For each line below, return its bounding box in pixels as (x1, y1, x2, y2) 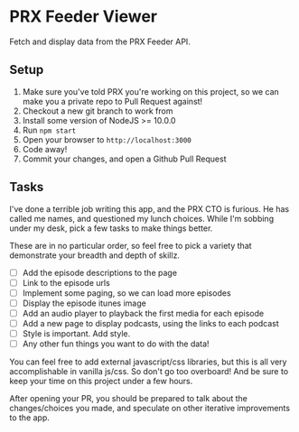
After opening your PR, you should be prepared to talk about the (9, 393, 248, 404)
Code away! (22, 143, 68, 154)
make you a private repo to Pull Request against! (22, 96, 203, 106)
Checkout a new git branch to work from (22, 106, 173, 116)
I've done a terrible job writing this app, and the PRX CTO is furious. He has (9, 203, 290, 214)
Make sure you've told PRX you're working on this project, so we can (22, 86, 280, 97)
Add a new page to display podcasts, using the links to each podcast (22, 317, 279, 328)
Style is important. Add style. (22, 327, 131, 339)
